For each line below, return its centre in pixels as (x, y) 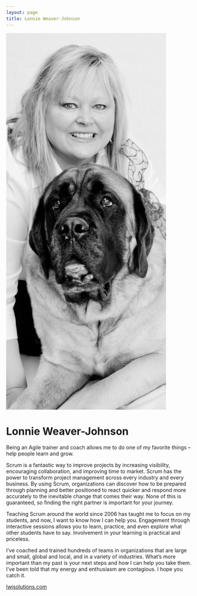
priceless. (18, 539)
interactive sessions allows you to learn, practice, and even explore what (94, 527)
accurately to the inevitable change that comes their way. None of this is (94, 497)
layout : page (22, 12)
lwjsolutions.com (26, 587)
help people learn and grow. (40, 454)
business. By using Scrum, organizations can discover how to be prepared (96, 484)
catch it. (16, 575)
